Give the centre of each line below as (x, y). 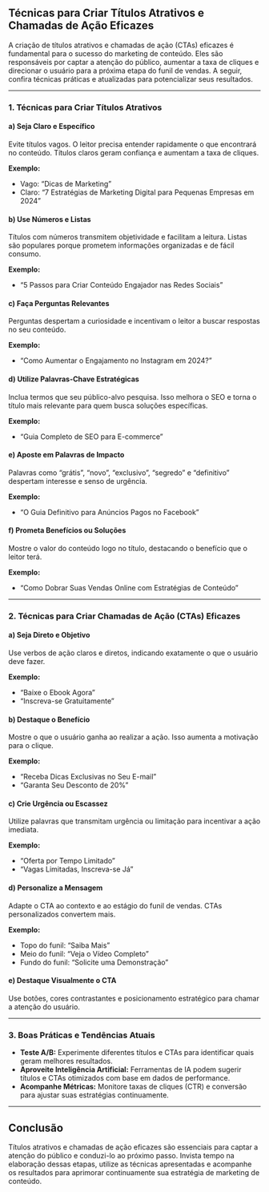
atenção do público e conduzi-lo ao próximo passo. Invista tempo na (121, 1156)
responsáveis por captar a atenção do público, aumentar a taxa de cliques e (134, 62)
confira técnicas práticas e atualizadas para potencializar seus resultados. (131, 79)
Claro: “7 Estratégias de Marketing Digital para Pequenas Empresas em (137, 192)
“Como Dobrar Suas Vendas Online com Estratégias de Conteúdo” (129, 587)
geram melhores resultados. (66, 1061)
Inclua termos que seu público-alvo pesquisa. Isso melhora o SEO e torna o (132, 397)
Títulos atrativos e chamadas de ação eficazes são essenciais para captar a (133, 1147)
